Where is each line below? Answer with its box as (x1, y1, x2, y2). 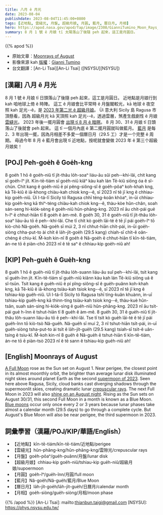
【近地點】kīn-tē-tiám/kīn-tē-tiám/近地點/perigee (12, 441, 111, 447)
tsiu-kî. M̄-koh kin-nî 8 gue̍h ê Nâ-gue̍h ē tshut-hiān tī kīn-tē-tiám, (19, 332, 151, 338)
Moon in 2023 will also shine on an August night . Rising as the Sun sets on (5, 391, 154, 397)
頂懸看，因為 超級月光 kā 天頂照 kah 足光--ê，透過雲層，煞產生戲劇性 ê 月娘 (5, 113, 158, 119)
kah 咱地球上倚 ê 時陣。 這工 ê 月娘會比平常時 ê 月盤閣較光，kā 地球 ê (5, 101, 146, 107)
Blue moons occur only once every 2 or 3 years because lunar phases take (5, 402, 155, 407)
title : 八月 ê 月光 (5, 7, 42, 12)
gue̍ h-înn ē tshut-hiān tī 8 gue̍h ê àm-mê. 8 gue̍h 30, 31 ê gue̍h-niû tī (12, 309, 151, 315)
